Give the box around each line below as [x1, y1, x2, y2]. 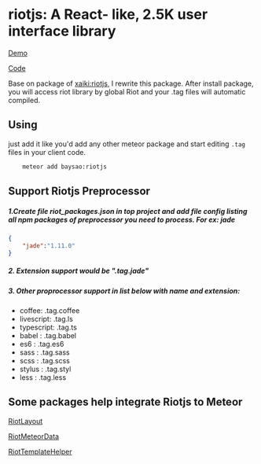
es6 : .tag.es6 [19, 339, 64, 348]
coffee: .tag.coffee [19, 305, 80, 315]
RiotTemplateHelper [8, 447, 72, 456]
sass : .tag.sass [19, 348, 70, 357]
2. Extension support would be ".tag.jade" [8, 266, 149, 276]
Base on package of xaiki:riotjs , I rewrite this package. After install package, [8, 79, 254, 88]
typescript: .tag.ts [19, 322, 77, 332]
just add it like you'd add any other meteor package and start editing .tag [8, 139, 246, 149]
